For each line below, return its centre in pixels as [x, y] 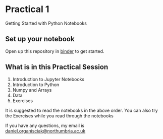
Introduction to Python [36, 85]
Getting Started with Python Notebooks [46, 23]
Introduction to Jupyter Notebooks [48, 79]
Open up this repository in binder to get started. [55, 51]
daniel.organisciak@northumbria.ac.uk [45, 131]
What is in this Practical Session [57, 67]
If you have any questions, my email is [45, 125]
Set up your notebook [40, 39]
